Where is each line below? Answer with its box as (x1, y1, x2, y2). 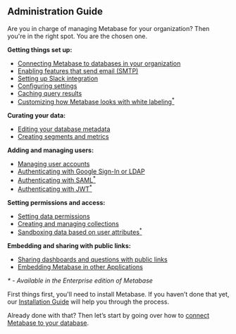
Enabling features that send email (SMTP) (17, 66, 139, 75)
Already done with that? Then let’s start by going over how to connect (7, 311, 210, 320)
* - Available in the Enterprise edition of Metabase (7, 276, 154, 285)
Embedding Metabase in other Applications (17, 263, 143, 271)
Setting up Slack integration (17, 74, 99, 82)
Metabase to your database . (7, 318, 89, 327)
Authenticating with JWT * (17, 183, 93, 193)
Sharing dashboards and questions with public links (17, 255, 168, 264)
